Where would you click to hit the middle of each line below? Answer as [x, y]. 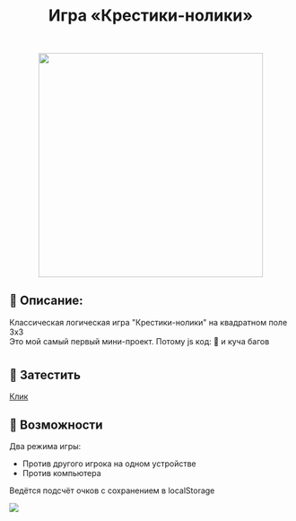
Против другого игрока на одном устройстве [109, 464]
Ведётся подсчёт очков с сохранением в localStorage [112, 491]
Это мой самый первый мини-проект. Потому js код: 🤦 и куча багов [139, 341]
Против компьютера [61, 473]
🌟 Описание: [46, 301]
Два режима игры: [45, 447]
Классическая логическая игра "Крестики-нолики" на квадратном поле [148, 322]
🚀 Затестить [45, 374]
